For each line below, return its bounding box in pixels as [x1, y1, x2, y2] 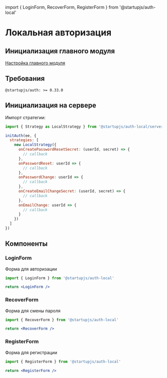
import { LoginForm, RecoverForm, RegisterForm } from [5, 4, 119, 10]
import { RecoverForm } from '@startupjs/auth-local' [5, 317, 119, 322]
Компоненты [5, 239, 48, 248]
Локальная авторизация [5, 27, 112, 38]
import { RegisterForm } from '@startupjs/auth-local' [5, 359, 121, 364]
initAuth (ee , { [5, 133, 37, 138]
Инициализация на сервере [5, 101, 96, 110]
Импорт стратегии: [5, 114, 46, 120]
